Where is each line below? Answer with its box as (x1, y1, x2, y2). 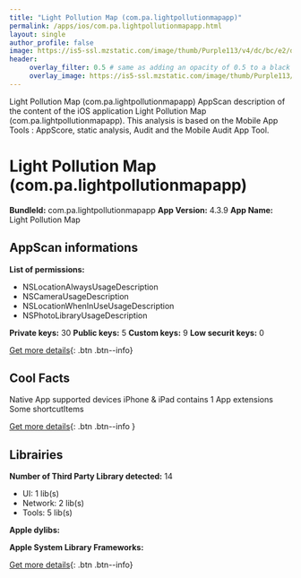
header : (9, 55, 39, 64)
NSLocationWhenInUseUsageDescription (21, 300, 175, 311)
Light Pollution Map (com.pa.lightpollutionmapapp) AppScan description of (9, 96, 286, 107)
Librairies (9, 447, 64, 462)
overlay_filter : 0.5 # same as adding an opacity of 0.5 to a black (29, 64, 291, 73)
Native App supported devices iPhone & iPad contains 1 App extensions (9, 394, 273, 405)
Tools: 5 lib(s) (21, 507, 73, 518)
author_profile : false (9, 38, 94, 47)
